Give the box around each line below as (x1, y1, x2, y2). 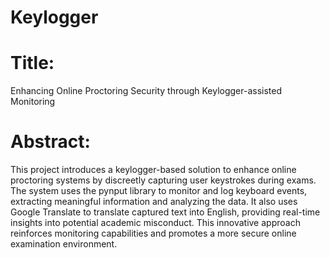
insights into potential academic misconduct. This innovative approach (10, 217, 301, 229)
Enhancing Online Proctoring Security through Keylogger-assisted (10, 85, 283, 97)
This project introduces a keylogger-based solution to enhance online (10, 164, 297, 176)
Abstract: (10, 131, 91, 153)
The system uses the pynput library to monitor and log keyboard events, (10, 185, 308, 197)
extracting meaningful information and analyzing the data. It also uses (10, 196, 298, 208)
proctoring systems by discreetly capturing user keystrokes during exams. (10, 174, 317, 186)
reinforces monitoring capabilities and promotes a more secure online (10, 227, 297, 240)
